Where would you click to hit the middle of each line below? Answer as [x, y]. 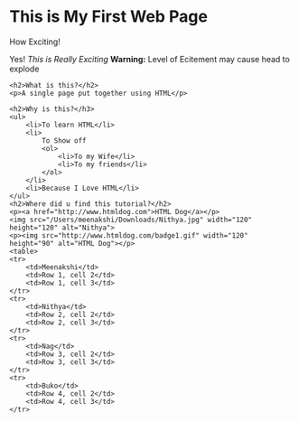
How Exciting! [35, 42]
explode [24, 69]
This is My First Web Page [108, 17]
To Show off [65, 141]
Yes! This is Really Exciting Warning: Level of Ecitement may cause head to [150, 59]
